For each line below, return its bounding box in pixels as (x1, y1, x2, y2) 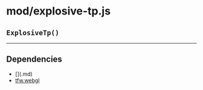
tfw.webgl (14, 77, 40, 84)
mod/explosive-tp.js (6, 4, 111, 18)
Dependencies (6, 54, 62, 65)
